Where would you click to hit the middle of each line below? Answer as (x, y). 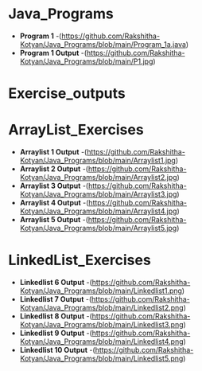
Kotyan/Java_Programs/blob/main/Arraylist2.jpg (98, 178)
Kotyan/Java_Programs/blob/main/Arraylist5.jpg (98, 228)
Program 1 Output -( (53, 53)
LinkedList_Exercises (80, 260)
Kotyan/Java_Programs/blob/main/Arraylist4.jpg (98, 211)
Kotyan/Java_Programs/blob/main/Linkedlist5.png (101, 358)
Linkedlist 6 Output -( (56, 282)
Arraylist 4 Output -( (54, 203)
